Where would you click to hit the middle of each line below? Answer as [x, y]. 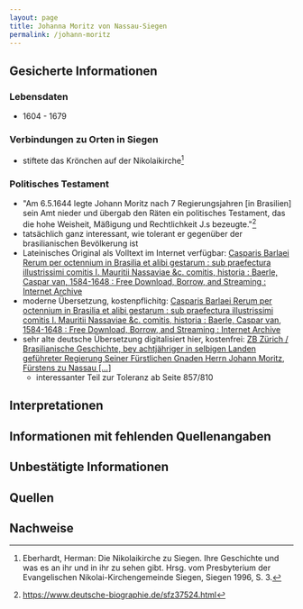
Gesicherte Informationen [83, 71]
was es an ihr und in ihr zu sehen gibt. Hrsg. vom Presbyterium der [147, 568]
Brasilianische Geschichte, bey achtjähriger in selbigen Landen [139, 349]
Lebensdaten [39, 96]
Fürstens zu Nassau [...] [67, 368]
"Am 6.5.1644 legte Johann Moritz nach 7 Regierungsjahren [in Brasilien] [157, 204]
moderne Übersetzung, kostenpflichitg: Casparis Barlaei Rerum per [147, 300]
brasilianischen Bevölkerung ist [80, 243]
